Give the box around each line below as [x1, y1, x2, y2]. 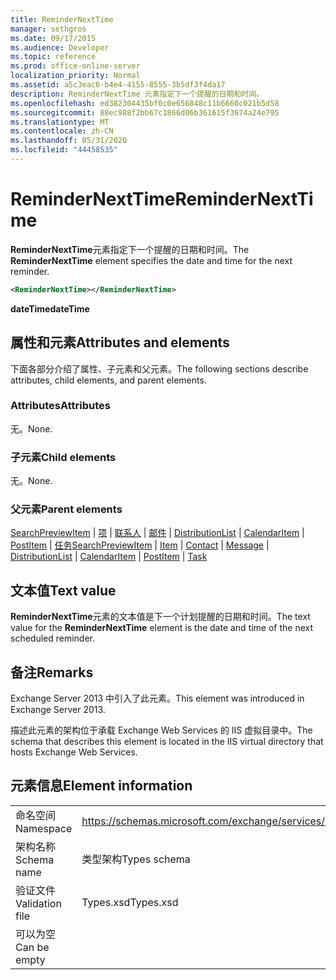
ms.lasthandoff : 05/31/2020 [10, 136, 128, 146]
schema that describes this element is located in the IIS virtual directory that [10, 736, 324, 748]
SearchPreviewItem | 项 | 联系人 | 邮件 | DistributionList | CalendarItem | [10, 527, 305, 539]
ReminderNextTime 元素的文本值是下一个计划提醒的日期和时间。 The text [10, 611, 311, 623]
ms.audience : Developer [10, 42, 110, 53]
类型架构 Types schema [81, 852, 191, 866]
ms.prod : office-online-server [10, 61, 141, 71]
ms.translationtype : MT [10, 117, 110, 127]
